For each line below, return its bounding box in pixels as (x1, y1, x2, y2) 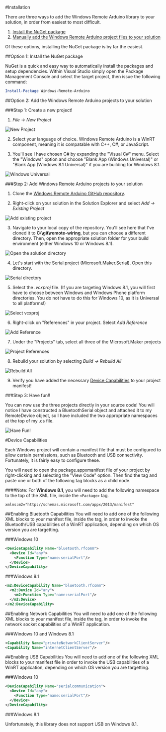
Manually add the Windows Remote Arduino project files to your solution (12, 34, 161, 40)
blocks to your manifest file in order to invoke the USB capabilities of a (5, 659, 149, 665)
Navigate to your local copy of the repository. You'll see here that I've (12, 224, 155, 230)
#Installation (5, 4, 31, 10)
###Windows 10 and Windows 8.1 (5, 630, 74, 636)
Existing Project (12, 205, 45, 211)
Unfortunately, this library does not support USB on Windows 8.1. (5, 721, 138, 727)
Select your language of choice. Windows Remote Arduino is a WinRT (12, 136, 155, 142)
